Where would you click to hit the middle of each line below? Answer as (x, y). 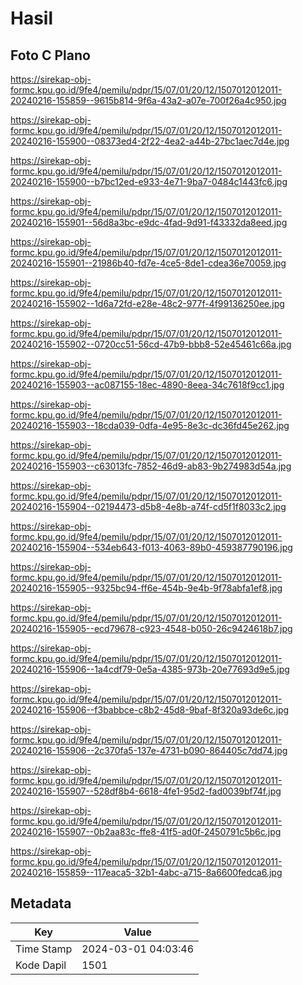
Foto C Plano (50, 55)
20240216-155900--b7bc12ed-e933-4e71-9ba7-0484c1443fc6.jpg (149, 181)
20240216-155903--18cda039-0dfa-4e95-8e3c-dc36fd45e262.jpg (150, 425)
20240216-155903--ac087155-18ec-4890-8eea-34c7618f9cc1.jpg (147, 385)
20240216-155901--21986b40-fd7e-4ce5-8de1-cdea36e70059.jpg (148, 263)
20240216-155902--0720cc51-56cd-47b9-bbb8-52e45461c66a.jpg (151, 344)
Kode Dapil (41, 965)
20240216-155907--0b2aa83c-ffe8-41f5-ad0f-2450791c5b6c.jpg (146, 831)
